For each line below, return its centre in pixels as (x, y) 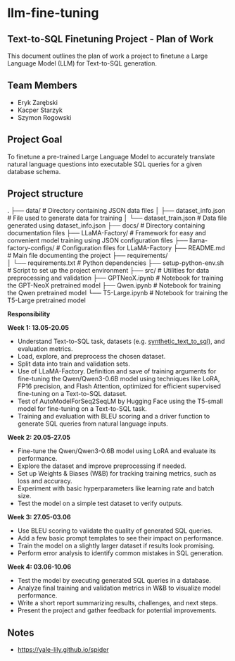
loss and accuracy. (45, 481)
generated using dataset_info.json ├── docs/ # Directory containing (106, 226)
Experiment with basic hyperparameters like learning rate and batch (116, 488)
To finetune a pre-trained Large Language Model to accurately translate (111, 156)
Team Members (42, 86)
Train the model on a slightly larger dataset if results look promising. (116, 546)
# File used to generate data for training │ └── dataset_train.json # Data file (117, 218)
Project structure (45, 194)
